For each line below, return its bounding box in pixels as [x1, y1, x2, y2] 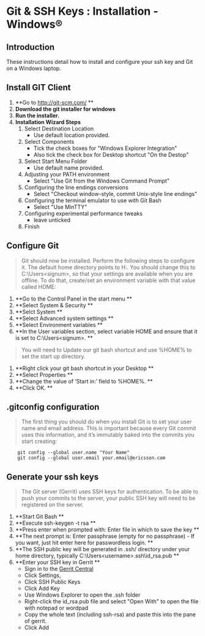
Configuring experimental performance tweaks [24, 210, 143, 217]
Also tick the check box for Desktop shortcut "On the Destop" [33, 151, 189, 158]
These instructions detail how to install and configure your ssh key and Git [6, 58, 193, 65]
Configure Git [6, 241, 59, 251]
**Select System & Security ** [15, 301, 93, 308]
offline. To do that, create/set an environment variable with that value [21, 277, 196, 284]
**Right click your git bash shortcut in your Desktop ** [15, 364, 154, 372]
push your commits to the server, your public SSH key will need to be [21, 495, 196, 502]
